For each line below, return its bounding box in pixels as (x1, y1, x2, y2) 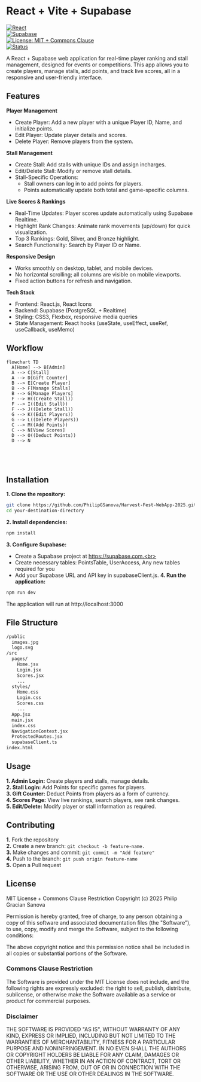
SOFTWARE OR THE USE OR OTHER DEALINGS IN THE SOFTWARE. (6, 1070, 174, 1078)
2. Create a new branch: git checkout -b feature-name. (6, 842, 145, 849)
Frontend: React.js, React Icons (14, 300, 92, 308)
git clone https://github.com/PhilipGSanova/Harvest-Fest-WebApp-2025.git (6, 502, 197, 508)
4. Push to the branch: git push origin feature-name (6, 855, 138, 862)
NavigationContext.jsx (11, 728, 68, 734)
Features (6, 91, 40, 101)
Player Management (6, 107, 58, 114)
